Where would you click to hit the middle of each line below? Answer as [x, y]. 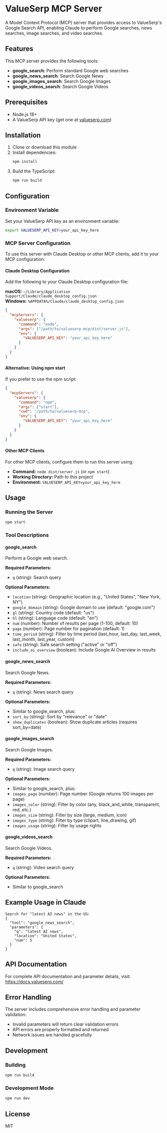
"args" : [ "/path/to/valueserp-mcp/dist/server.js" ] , [74, 329]
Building [15, 1065]
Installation [23, 135]
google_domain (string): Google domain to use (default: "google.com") [84, 607]
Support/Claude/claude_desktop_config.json [51, 296]
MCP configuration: [25, 259]
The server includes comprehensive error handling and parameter [73, 1009]
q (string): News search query [43, 692]
